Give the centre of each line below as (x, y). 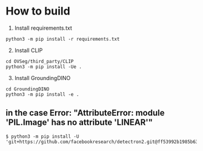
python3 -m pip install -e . (42, 94)
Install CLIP (28, 50)
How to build (38, 11)
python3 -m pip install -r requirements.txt (63, 39)
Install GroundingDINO (42, 78)
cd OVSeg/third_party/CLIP (40, 61)
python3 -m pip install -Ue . (44, 67)
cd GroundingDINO (28, 89)
